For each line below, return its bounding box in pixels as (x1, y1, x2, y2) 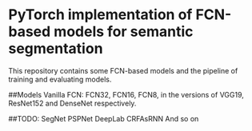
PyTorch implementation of (8, 6, 193, 24)
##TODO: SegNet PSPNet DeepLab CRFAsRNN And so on (8, 113, 199, 123)
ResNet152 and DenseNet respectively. (8, 98, 137, 108)
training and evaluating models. (8, 74, 112, 84)
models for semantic (53, 22, 194, 41)
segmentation (8, 40, 103, 58)
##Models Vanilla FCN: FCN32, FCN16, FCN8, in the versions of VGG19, (8, 89, 244, 99)
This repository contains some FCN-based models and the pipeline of (8, 65, 238, 75)
